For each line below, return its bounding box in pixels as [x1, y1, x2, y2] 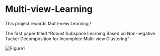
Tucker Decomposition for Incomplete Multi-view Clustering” [5, 36, 130, 42]
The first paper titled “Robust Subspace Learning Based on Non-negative [5, 30, 156, 36]
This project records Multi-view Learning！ [5, 20, 93, 26]
